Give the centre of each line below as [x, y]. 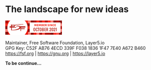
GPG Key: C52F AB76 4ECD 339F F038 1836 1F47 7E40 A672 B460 [75, 48]
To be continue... [23, 63]
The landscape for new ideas [67, 9]
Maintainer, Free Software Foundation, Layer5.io [55, 43]
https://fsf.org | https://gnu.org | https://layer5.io [55, 53]
